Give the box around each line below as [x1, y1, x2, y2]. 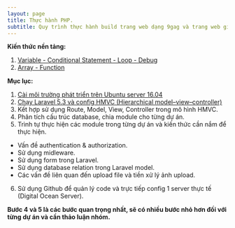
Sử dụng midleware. [17, 148, 76, 157]
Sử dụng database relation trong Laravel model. [17, 164, 155, 172]
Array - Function [17, 64, 65, 72]
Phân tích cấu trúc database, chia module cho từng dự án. [17, 113, 185, 121]
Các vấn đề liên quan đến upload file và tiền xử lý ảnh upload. [17, 171, 196, 179]
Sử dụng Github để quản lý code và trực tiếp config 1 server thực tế [17, 185, 212, 193]
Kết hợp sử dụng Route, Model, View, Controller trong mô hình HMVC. [17, 106, 218, 114]
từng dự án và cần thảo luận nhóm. [7, 213, 111, 221]
